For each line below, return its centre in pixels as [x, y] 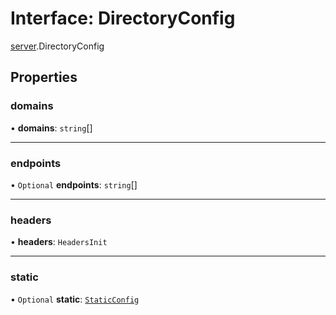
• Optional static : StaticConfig [75, 299]
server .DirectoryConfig [57, 46]
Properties [44, 77]
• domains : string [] [51, 128]
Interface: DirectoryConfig [123, 18]
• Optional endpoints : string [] [74, 184]
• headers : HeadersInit [59, 242]
